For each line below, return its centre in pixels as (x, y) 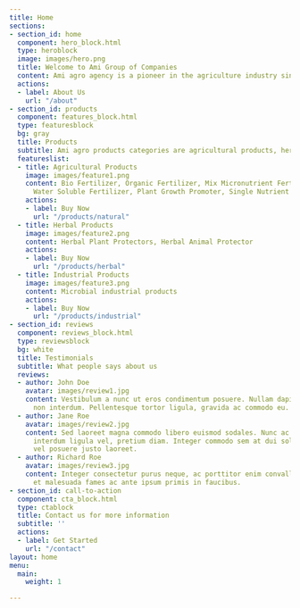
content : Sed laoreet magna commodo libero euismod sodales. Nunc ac (158, 433)
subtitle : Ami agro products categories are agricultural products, (147, 150)
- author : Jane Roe (54, 416)
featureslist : (43, 158)
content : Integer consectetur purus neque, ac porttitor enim (143, 474)
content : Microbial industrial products (101, 291)
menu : (19, 565)
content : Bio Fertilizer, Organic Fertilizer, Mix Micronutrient (150, 184)
